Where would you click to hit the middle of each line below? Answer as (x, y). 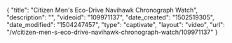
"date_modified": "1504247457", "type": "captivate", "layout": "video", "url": (116, 25)
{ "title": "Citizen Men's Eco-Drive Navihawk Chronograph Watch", (102, 10)
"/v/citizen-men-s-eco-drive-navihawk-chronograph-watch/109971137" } (112, 32)
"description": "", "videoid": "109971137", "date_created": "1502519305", (110, 17)
